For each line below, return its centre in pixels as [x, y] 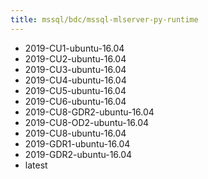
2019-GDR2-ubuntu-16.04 [78, 154]
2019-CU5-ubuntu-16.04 [75, 90]
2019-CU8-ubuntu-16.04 [75, 133]
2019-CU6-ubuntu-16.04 [75, 101]
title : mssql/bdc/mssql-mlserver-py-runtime [104, 19]
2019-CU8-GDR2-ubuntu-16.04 [89, 112]
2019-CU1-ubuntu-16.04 [74, 48]
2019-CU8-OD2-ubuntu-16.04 [87, 122]
